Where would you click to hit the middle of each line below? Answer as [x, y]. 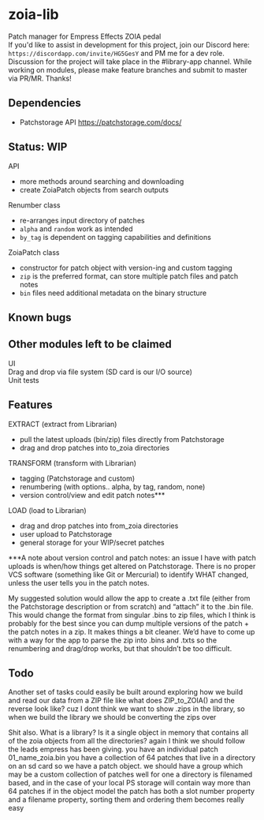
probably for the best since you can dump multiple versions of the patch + [129, 623]
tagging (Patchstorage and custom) [77, 478]
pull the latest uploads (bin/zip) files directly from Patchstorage [122, 439]
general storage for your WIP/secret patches [92, 542]
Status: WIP [38, 147]
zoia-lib [33, 15]
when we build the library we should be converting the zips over [112, 717]
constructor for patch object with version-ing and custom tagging [126, 268]
